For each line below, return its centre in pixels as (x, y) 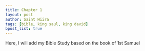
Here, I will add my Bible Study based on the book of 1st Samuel (72, 43)
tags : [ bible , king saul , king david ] (47, 24)
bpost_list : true (24, 29)
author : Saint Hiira (27, 19)
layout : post (19, 15)
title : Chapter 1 (24, 10)
